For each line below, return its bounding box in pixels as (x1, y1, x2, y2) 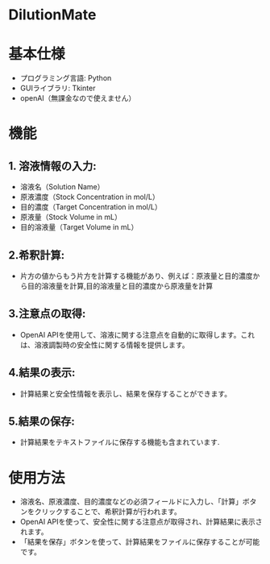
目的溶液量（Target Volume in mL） (19, 222, 139, 232)
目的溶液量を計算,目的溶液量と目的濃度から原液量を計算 (27, 280, 214, 291)
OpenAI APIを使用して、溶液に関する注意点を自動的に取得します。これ (19, 330, 255, 339)
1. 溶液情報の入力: (8, 159, 97, 172)
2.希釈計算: (8, 248, 65, 262)
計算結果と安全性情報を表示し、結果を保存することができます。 (19, 388, 232, 398)
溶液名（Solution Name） (19, 182, 105, 192)
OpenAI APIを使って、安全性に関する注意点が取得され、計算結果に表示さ (19, 517, 263, 527)
